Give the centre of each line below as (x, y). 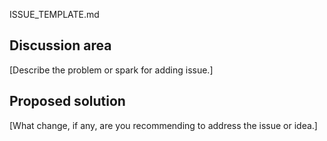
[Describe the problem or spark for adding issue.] (111, 70)
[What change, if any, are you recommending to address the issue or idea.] (163, 125)
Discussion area (60, 45)
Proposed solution (67, 101)
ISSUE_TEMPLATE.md (54, 14)
